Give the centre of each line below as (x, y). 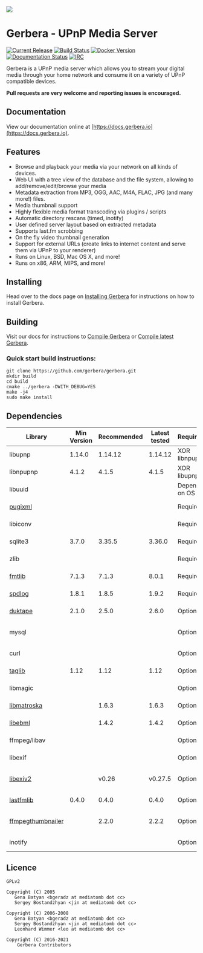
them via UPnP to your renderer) (55, 250)
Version (81, 441)
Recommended (121, 437)
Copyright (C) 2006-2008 (37, 913)
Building (22, 322)
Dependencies (34, 416)
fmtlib (18, 576)
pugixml (21, 507)
